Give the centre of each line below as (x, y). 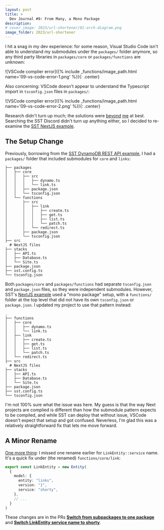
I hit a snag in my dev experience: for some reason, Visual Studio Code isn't (82, 46)
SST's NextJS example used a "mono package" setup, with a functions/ (78, 294)
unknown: (15, 62)
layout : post (18, 10)
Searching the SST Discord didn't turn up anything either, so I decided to (79, 121)
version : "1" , (33, 485)
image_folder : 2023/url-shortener (41, 32)
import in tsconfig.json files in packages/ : (47, 92)
